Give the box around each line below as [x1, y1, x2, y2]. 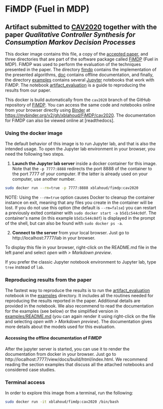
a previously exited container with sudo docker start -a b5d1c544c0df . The [5, 210, 157, 216]
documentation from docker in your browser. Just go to [5, 351, 116, 357]
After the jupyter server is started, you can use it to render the [5, 346, 130, 352]
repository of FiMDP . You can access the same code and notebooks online [5, 102, 155, 108]
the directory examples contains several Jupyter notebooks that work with [5, 77, 155, 82]
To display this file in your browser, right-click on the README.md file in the [5, 245, 157, 250]
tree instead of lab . [5, 265, 44, 270]
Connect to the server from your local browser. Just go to [12, 230, 129, 236]
